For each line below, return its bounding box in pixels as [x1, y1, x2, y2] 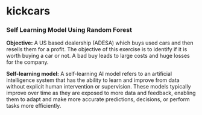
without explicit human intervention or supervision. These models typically [6, 83, 191, 90]
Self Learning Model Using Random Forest [6, 26, 133, 34]
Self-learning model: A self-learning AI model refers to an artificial [6, 70, 172, 78]
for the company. [6, 58, 49, 66]
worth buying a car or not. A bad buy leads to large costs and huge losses [6, 52, 190, 60]
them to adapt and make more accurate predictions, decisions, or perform [6, 96, 190, 103]
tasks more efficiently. [6, 102, 62, 110]
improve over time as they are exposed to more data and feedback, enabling [6, 89, 196, 97]
